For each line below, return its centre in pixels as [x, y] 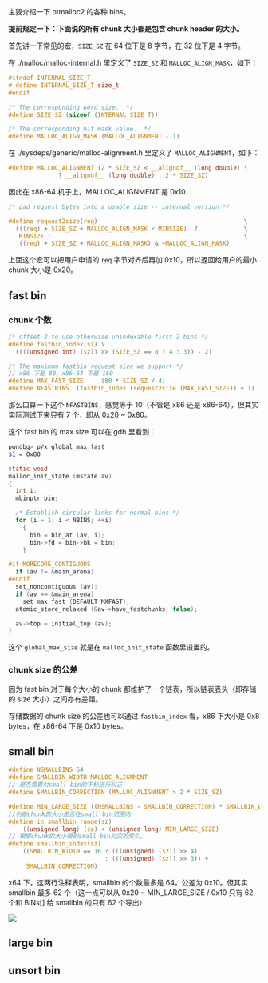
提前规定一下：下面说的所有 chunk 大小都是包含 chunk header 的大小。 [126, 29]
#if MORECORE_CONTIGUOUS [49, 565]
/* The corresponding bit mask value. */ [80, 129]
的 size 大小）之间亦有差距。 [55, 699]
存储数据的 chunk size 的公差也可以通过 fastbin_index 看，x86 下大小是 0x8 [134, 716]
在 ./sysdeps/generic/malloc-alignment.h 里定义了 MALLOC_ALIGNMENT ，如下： [134, 153]
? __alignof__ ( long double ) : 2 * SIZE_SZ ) [134, 175]
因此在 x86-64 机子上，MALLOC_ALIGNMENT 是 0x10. [98, 191]
